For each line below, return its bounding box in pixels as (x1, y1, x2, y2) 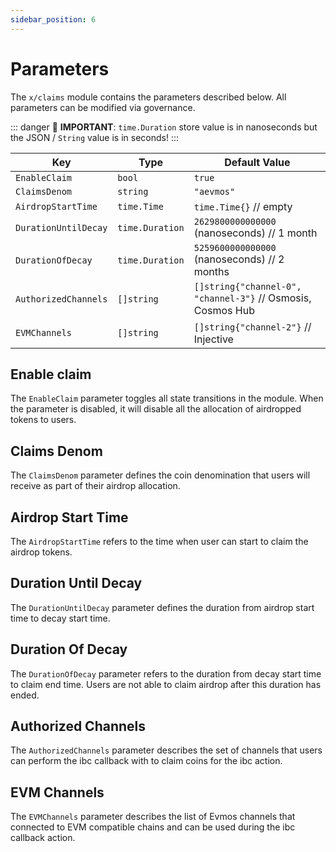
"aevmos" (193, 186, 236, 197)
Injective (193, 332, 234, 346)
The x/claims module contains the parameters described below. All (10, 91, 287, 103)
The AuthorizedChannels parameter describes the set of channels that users (10, 744, 323, 756)
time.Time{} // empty (193, 199, 293, 213)
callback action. (10, 832, 76, 844)
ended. (10, 689, 40, 701)
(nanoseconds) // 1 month (193, 226, 318, 240)
